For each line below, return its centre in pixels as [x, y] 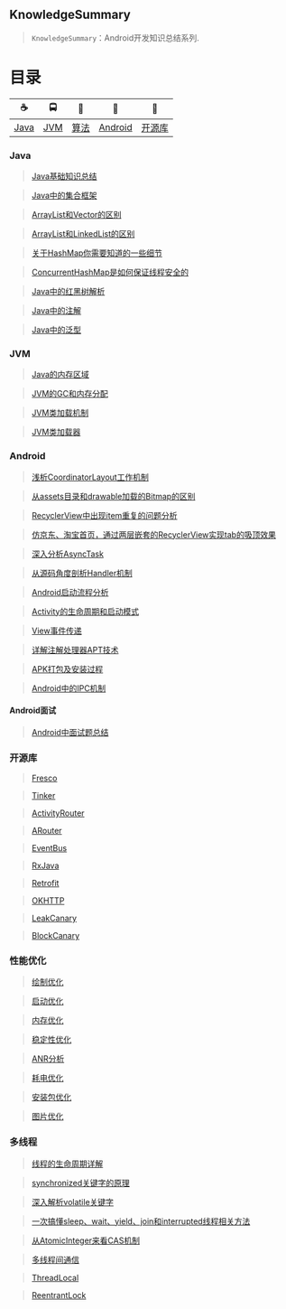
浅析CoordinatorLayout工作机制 [90, 477]
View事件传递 [57, 631]
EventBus [49, 848]
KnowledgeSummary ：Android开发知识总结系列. [115, 37]
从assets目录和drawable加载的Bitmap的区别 [113, 496]
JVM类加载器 [56, 432]
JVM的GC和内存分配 [69, 394]
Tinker [43, 796]
